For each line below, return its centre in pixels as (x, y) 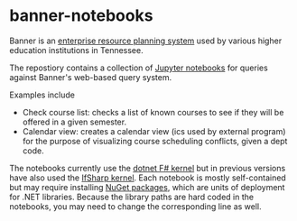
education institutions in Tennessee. (76, 50)
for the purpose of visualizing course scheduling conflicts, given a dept (155, 141)
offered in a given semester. (74, 122)
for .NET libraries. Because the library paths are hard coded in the (132, 197)
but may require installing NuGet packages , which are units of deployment (147, 187)
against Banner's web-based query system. (91, 77)
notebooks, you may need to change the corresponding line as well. (135, 206)
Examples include (42, 95)
